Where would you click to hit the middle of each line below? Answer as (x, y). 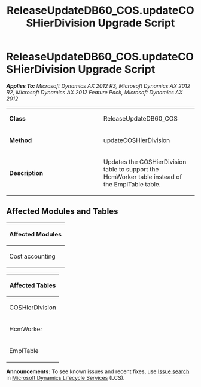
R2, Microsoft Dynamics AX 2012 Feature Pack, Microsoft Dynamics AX (95, 92)
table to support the (131, 169)
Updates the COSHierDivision (145, 162)
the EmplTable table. (132, 184)
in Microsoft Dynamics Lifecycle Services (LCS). (66, 377)
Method (21, 140)
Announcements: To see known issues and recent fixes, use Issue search (98, 371)
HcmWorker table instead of (143, 177)
